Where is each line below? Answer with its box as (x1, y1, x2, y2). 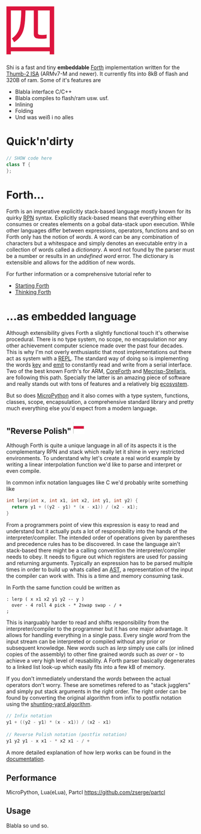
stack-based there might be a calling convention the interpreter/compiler (6, 547, 186, 554)
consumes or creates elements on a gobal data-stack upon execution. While (6, 221, 195, 228)
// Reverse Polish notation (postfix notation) (6, 732, 128, 738)
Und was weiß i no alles (14, 113, 74, 121)
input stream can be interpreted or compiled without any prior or (6, 638, 166, 645)
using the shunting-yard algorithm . (6, 700, 92, 707)
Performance (6, 773, 57, 783)
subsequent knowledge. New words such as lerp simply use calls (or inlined (6, 644, 194, 651)
